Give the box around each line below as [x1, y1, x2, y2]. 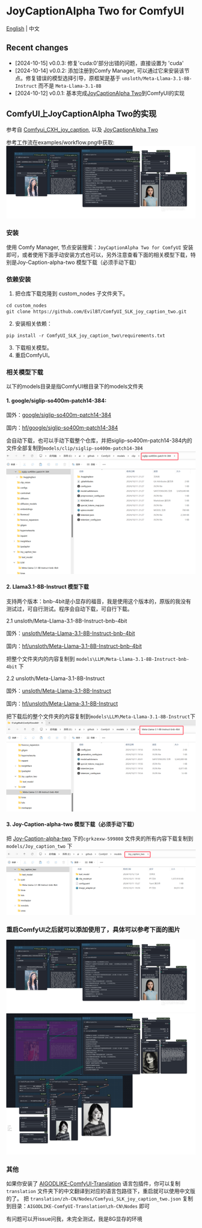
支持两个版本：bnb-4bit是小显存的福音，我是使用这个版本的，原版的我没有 [6, 597, 191, 605]
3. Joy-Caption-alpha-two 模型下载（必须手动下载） [6, 820, 138, 827]
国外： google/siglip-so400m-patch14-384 [6, 411, 112, 419]
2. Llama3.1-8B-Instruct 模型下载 [6, 583, 89, 590]
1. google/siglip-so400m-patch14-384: [6, 397, 107, 404]
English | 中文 [6, 25, 40, 32]
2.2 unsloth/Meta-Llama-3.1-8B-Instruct [6, 675, 105, 682]
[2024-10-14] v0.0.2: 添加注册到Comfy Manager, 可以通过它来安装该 [14, 67, 185, 74]
